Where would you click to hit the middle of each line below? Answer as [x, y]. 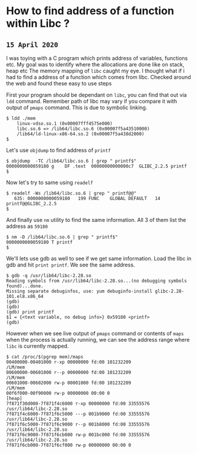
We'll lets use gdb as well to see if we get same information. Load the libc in [99, 258]
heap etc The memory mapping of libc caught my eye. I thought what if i [96, 71]
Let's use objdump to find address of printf [58, 150]
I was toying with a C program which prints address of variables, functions [97, 58]
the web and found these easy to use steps [59, 83]
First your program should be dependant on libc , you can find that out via [96, 95]
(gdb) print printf [30, 312]
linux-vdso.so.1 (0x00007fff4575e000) [65, 123]
